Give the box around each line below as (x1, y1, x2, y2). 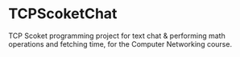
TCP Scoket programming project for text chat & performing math (8, 31, 226, 40)
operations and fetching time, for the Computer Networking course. (8, 39, 232, 48)
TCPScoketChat (8, 5, 118, 23)
